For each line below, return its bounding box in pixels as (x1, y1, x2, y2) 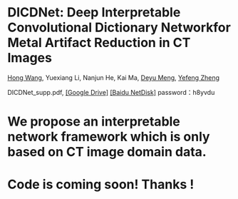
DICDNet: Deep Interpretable (7, 4, 181, 21)
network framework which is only (7, 129, 210, 145)
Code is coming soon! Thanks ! (7, 176, 195, 193)
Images (7, 50, 52, 66)
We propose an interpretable (7, 113, 180, 130)
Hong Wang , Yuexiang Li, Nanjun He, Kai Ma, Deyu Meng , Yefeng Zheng (7, 73, 219, 82)
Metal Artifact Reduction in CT (7, 35, 191, 51)
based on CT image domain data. (7, 144, 207, 160)
